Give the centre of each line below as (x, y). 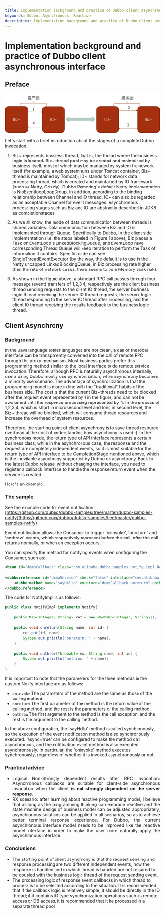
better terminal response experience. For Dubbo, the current (86, 820)
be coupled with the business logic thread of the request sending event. (85, 875)
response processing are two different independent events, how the (81, 864)
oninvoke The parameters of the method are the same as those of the (82, 693)
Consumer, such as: (25, 558)
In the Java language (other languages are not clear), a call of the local (77, 350)
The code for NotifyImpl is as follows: (43, 597)
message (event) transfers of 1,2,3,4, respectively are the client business (86, 284)
